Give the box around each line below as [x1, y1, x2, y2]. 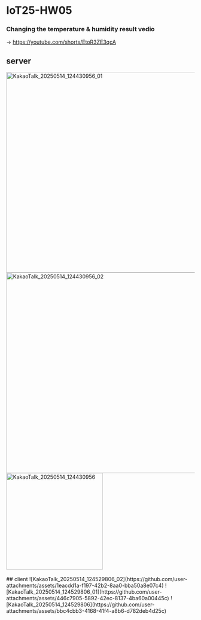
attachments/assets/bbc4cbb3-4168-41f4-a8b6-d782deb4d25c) [6, 607, 166, 615]
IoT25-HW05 [6, 4, 72, 17]
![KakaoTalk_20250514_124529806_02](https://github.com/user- [29, 576, 188, 583]
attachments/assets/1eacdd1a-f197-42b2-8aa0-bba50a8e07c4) [6, 582, 164, 589]
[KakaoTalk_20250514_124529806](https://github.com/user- [6, 601, 155, 608]
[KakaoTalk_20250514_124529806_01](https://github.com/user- [6, 588, 163, 595]
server [6, 56, 32, 66]
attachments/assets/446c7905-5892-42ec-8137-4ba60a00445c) [6, 595, 169, 602]
